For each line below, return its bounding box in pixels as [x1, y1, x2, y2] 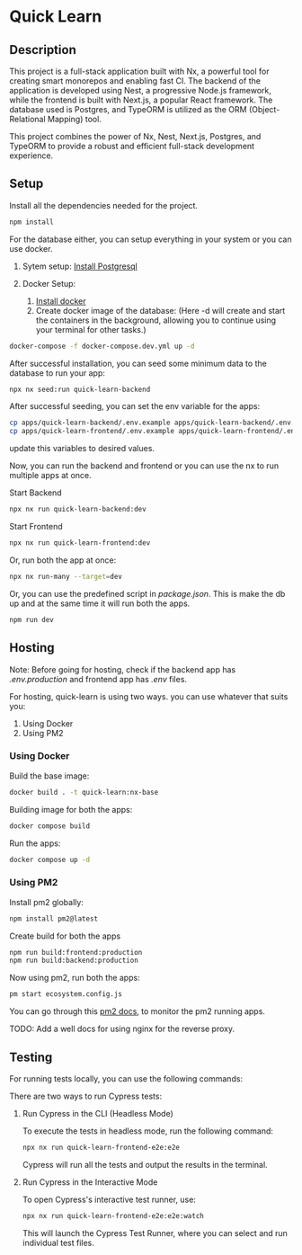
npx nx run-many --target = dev [9, 572, 123, 581]
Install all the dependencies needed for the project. [9, 200, 199, 210]
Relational [9, 114, 47, 124]
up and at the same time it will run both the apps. [9, 598, 191, 609]
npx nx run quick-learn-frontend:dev [9, 538, 151, 547]
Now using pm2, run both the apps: [9, 973, 141, 984]
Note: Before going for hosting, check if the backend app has [9, 663, 236, 675]
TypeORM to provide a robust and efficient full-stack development [9, 141, 254, 151]
